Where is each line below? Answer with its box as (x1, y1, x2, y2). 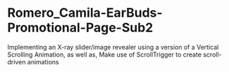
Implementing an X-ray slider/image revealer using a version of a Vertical (7, 43, 219, 51)
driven (7, 57, 26, 66)
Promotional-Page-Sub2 (7, 20, 154, 36)
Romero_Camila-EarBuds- (7, 5, 163, 21)
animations (27, 57, 60, 66)
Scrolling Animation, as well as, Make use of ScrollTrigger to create (7, 50, 202, 59)
